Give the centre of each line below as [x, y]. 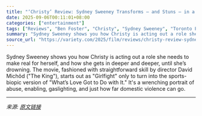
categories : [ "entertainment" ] [45, 23]
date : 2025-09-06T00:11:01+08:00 [48, 17]
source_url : [21, 40]
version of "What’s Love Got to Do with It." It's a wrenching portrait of [109, 82]
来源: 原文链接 [23, 107]
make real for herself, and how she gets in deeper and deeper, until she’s [96, 63]
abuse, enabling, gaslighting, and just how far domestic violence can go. [96, 89]
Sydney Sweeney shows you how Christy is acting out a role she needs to [98, 57]
